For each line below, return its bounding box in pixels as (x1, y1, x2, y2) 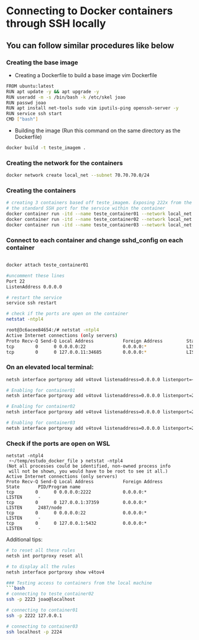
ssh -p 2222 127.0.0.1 (6, 613, 62, 619)
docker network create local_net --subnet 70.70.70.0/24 (6, 172, 150, 179)
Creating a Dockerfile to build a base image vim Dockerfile (14, 71, 158, 78)
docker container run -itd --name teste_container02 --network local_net (6, 216, 192, 222)
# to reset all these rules (6, 547, 76, 553)
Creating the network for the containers (6, 159, 123, 167)
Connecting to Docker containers (6, 4, 173, 18)
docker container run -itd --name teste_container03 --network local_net (6, 221, 192, 228)
